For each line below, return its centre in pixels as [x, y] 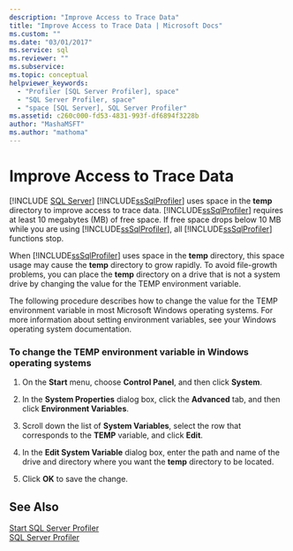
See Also [34, 506]
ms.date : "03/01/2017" [51, 42]
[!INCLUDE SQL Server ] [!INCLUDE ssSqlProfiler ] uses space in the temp [141, 201]
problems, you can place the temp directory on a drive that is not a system [145, 274]
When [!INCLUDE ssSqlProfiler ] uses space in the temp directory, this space [147, 255]
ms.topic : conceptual [49, 75]
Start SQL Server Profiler [54, 528]
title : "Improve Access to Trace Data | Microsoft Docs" [116, 26]
